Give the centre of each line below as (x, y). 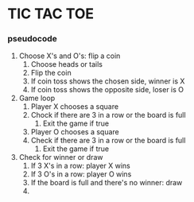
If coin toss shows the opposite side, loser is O (107, 90)
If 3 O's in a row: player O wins (81, 174)
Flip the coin (51, 73)
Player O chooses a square (75, 132)
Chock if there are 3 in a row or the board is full (108, 115)
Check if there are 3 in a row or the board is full (108, 141)
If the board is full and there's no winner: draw (107, 183)
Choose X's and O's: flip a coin (70, 56)
